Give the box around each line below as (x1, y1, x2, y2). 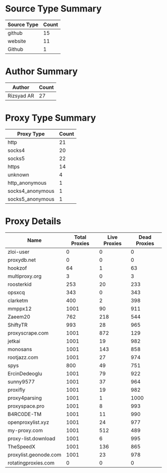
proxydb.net (7, 256, 36, 263)
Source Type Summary (5, 3, 102, 14)
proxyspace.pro (7, 403, 45, 410)
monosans (7, 346, 32, 353)
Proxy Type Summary (5, 112, 96, 124)
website (7, 37, 26, 44)
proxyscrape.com (7, 329, 49, 336)
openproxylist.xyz (7, 419, 50, 426)
